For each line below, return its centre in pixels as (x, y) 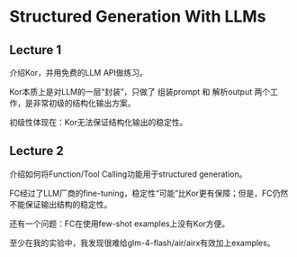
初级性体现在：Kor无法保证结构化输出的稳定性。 (99, 122)
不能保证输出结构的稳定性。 (61, 204)
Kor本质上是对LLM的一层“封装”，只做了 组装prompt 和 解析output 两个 (140, 92)
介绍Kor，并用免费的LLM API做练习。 (79, 73)
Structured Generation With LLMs (138, 17)
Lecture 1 (36, 50)
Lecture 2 (37, 151)
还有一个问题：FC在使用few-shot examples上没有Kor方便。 (120, 224)
